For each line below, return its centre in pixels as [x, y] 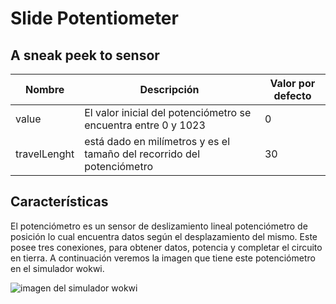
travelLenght [45, 154]
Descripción [169, 89]
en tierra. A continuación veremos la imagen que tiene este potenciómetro [163, 258]
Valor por [292, 83]
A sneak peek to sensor [85, 55]
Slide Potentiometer [94, 18]
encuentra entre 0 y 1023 [145, 125]
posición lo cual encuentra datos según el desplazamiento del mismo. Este [164, 236]
